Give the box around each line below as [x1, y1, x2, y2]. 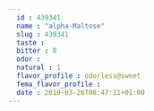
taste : [16, 38, 46, 47]
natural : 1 [16, 64, 62, 73]
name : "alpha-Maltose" [16, 21, 105, 30]
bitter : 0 [16, 47, 57, 55]
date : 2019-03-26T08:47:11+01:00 [16, 88, 145, 97]
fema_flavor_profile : [16, 80, 101, 89]
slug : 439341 [16, 30, 69, 38]
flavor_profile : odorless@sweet [16, 72, 141, 81]
